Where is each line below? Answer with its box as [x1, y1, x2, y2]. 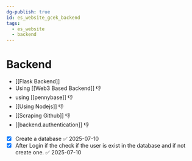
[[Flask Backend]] [15, 78, 60, 85]
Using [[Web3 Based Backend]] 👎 [15, 84, 102, 92]
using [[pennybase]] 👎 [15, 94, 73, 101]
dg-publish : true [6, 9, 51, 15]
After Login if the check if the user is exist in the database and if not [15, 142, 186, 149]
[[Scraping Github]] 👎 [15, 112, 71, 119]
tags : [6, 20, 20, 26]
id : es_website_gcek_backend [6, 15, 80, 21]
